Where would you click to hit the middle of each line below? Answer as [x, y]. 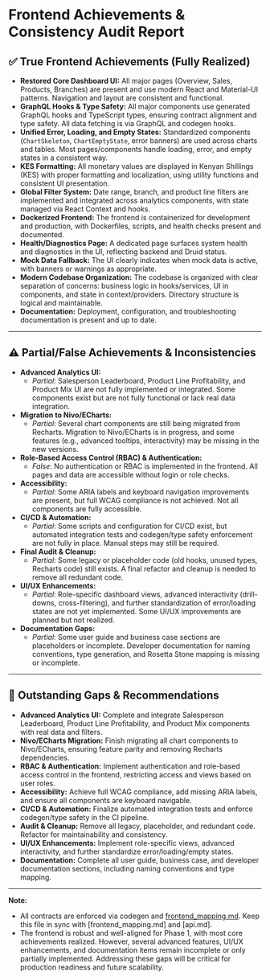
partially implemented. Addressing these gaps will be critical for [125, 958]
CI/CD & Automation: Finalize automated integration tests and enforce [136, 809]
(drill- [249, 594]
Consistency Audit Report [96, 32]
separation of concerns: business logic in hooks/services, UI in [124, 286]
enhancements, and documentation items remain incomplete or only [133, 949]
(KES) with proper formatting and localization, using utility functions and [139, 175]
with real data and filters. [61, 732]
